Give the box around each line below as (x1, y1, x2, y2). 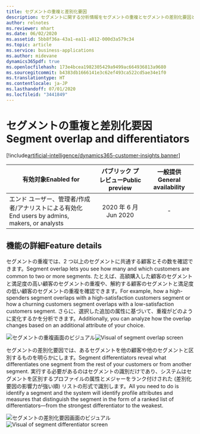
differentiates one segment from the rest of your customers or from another (6, 360, 192, 367)
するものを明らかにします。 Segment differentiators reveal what (11, 354, 167, 361)
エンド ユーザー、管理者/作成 (9, 194, 90, 203)
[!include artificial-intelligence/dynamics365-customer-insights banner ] (6, 152, 180, 159)
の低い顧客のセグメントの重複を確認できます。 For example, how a (6, 287, 168, 294)
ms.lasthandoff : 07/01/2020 (6, 86, 76, 92)
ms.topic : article (6, 42, 52, 48)
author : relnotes (6, 20, 49, 26)
